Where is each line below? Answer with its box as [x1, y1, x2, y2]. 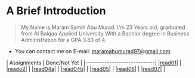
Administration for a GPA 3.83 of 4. [20, 36, 107, 43]
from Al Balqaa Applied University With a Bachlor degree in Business [20, 30, 190, 37]
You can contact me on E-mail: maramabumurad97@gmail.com [14, 47, 171, 54]
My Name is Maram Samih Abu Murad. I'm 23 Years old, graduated [20, 24, 185, 31]
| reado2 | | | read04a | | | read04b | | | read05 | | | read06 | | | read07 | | [6, 65, 166, 72]
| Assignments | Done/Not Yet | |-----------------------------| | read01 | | [6, 59, 182, 66]
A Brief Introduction [6, 4, 106, 18]
